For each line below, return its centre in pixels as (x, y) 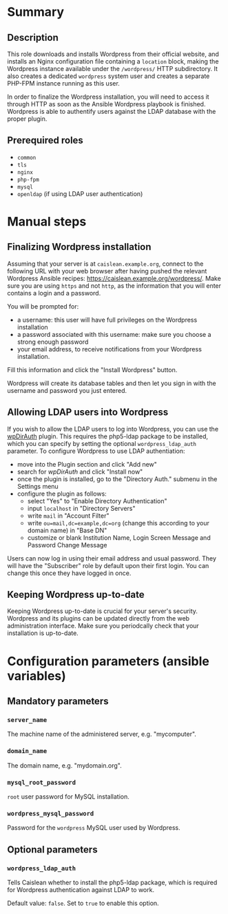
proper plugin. (27, 119)
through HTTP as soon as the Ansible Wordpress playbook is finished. (106, 104)
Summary (35, 12)
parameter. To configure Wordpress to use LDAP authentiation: (96, 451)
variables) (37, 675)
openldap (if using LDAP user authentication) (80, 193)
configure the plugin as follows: (62, 494)
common (27, 157)
